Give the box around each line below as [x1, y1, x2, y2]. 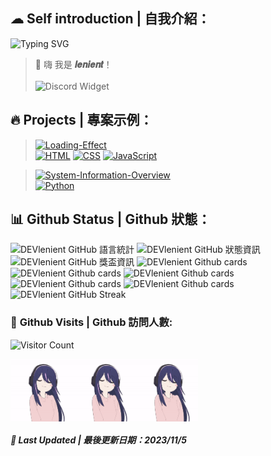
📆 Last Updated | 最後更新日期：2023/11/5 [10, 434, 187, 446]
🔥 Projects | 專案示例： [10, 112, 153, 129]
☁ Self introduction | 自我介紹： [10, 10, 211, 28]
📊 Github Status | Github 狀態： [10, 211, 212, 228]
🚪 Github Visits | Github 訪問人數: [10, 315, 173, 329]
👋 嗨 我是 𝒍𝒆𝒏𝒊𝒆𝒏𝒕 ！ [34, 58, 113, 70]
